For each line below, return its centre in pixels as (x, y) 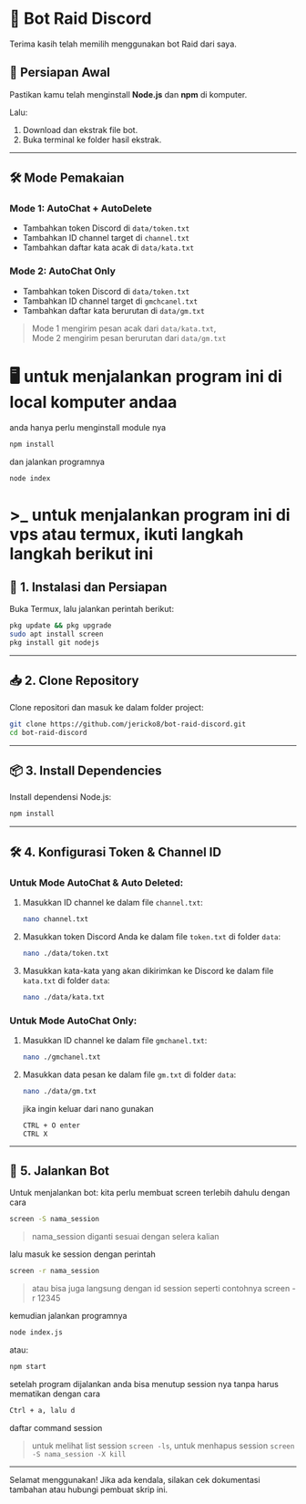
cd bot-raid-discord (49, 732)
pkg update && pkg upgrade (61, 626)
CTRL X (35, 1134)
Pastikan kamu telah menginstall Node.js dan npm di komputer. (128, 94)
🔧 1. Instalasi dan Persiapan (88, 587)
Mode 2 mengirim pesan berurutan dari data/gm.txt (129, 337)
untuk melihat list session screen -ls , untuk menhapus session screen (163, 1446)
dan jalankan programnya (57, 462)
